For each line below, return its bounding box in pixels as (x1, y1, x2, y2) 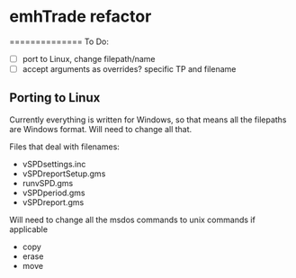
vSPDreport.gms (22, 196, 85, 208)
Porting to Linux (9, 90, 101, 105)
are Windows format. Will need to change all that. (9, 123, 193, 134)
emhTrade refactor (9, 6, 152, 27)
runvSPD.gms (22, 177, 74, 188)
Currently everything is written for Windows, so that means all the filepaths (9, 114, 287, 125)
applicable (9, 223, 48, 235)
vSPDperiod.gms (22, 187, 85, 198)
